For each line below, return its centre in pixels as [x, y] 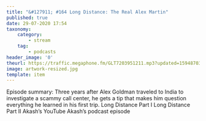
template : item [26, 75]
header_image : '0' [30, 57]
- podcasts [42, 52]
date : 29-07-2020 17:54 [37, 23]
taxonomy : [19, 29]
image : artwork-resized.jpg [42, 69]
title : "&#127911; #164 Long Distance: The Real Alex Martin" [87, 12]
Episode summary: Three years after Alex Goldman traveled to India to [95, 92]
